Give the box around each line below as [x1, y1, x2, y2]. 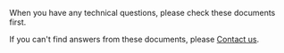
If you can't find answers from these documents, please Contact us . [9, 34, 260, 44]
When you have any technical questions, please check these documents [9, 8, 276, 18]
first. [9, 17, 27, 27]
